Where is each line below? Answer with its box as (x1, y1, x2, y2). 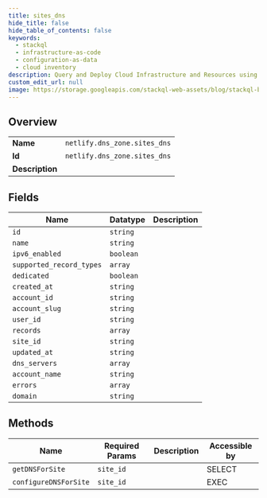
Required (104, 440, 140, 451)
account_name (12, 370, 62, 379)
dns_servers (12, 359, 58, 368)
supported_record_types (12, 260, 103, 269)
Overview (8, 115, 58, 128)
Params (106, 450, 137, 461)
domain (12, 391, 37, 400)
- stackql (15, 41, 48, 49)
